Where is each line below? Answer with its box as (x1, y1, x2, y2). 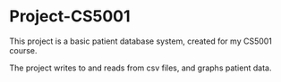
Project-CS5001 (9, 6, 131, 27)
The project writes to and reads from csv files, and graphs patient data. (9, 62, 272, 73)
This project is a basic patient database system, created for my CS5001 (9, 36, 273, 46)
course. (9, 45, 38, 55)
